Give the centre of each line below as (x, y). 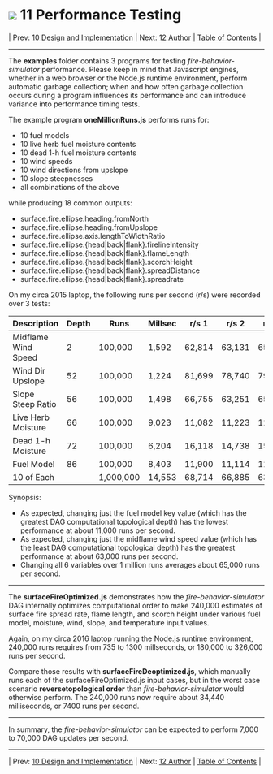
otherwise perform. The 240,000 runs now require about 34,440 (117, 697)
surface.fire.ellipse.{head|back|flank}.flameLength (104, 253)
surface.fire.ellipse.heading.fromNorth (84, 218)
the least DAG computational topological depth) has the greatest (128, 547)
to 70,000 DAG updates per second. (69, 737)
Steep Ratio (35, 404)
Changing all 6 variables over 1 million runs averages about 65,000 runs (140, 564)
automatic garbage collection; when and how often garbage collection (126, 86)
